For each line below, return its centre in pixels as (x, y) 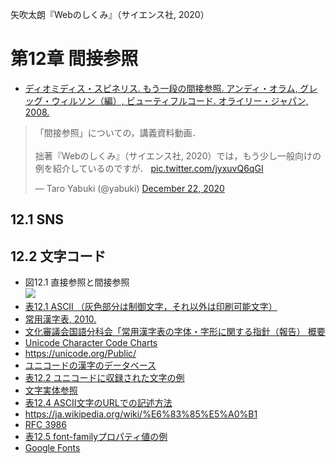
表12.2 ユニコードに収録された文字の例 (104, 378)
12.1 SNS (37, 219)
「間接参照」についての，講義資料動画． (118, 132)
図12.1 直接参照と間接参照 (77, 282)
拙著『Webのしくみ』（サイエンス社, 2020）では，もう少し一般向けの (178, 155)
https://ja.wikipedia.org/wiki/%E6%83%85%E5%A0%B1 (141, 414)
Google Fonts (52, 448)
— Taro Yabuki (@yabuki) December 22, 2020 (129, 188)
